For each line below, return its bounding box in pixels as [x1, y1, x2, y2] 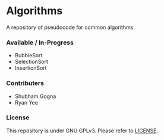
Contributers [6, 79, 45, 87]
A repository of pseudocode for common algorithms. [6, 24, 135, 31]
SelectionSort [14, 58, 49, 66]
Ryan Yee [14, 99, 39, 106]
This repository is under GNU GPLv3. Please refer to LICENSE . [6, 127, 159, 134]
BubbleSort [14, 52, 43, 59]
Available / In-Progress [6, 38, 74, 47]
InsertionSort [14, 64, 47, 71]
